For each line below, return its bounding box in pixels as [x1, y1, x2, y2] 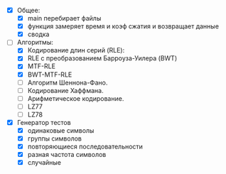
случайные [27, 158, 62, 167]
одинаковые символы [27, 126, 95, 134]
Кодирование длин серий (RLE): [27, 46, 125, 55]
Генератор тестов [16, 118, 72, 126]
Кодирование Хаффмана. [27, 86, 104, 94]
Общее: [16, 6, 41, 14]
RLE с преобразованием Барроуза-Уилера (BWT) [27, 54, 178, 62]
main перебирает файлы [27, 14, 102, 23]
